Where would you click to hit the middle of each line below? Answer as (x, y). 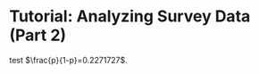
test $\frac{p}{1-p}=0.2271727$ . (68, 60)
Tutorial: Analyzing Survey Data (130, 16)
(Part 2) (38, 35)
